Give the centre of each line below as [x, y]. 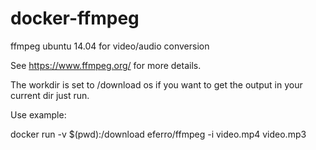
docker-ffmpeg [75, 18]
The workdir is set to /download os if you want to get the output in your [156, 84]
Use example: [38, 114]
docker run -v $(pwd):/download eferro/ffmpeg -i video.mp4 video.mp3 [158, 134]
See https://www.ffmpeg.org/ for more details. [106, 65]
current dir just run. [50, 95]
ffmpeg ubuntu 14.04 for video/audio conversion [110, 46]
